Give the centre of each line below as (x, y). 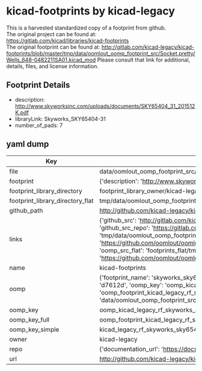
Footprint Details (38, 85)
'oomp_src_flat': (121, 250)
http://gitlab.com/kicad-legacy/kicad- (148, 47)
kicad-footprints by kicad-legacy (91, 11)
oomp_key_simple (34, 329)
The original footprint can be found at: (53, 47)
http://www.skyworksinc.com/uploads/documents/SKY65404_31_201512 (105, 106)
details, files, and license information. (53, 66)
